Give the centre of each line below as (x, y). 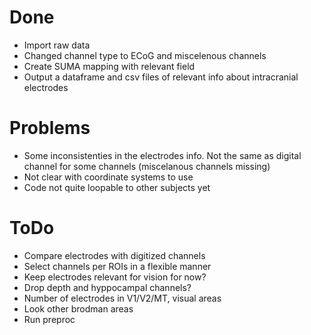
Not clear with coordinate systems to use (108, 177)
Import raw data (57, 45)
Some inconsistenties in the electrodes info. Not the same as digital (162, 155)
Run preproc (49, 319)
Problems (50, 128)
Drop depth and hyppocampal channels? (107, 287)
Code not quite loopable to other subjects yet (117, 187)
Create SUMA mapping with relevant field (109, 66)
